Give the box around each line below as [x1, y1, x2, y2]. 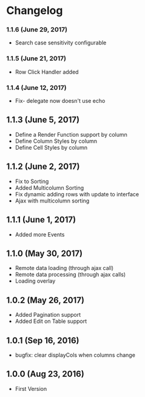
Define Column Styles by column [15, 137, 98, 145]
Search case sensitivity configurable [15, 39, 107, 46]
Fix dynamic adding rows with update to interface [15, 190, 140, 198]
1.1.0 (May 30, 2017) [6, 248, 83, 258]
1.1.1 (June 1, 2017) [6, 215, 76, 225]
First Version [15, 385, 47, 392]
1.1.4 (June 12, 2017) [6, 83, 67, 92]
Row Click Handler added [15, 68, 79, 75]
